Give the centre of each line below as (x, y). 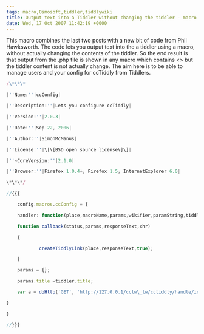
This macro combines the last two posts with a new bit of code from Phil (97, 41)
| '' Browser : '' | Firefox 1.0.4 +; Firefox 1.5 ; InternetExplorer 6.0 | (93, 172)
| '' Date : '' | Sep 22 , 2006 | (39, 128)
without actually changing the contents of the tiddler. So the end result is (97, 53)
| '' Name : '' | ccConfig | (34, 95)
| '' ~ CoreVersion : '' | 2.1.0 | (40, 161)
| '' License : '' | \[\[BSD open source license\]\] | (69, 149)
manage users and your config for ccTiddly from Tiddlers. (78, 73)
